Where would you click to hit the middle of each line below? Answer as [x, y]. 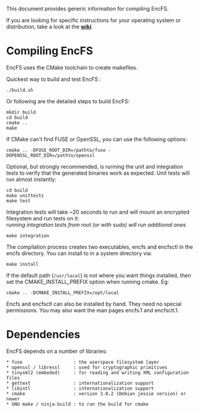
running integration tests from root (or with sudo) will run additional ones [96, 225]
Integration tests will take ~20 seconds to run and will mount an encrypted [98, 212]
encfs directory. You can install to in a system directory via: [79, 253]
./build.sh [20, 90]
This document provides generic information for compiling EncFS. [88, 9]
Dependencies [43, 335]
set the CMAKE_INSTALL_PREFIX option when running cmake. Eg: [88, 282]
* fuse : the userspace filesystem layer [83, 362]
